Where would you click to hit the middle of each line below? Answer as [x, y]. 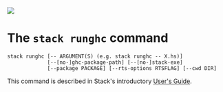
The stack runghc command [88, 38]
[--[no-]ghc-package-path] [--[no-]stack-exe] [115, 62]
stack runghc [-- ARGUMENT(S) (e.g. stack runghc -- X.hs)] [95, 56]
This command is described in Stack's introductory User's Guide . [100, 81]
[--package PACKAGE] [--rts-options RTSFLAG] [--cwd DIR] [132, 68]
